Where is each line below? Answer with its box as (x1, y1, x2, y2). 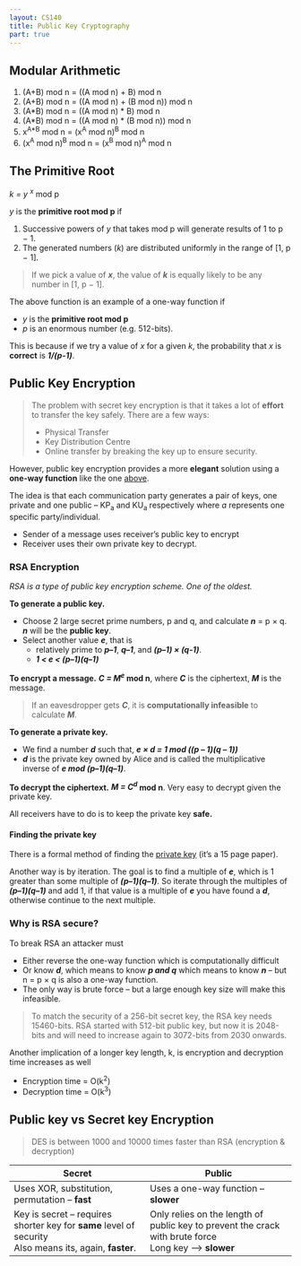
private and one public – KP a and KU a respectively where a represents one (9, 499, 285, 512)
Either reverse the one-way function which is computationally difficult (21, 955, 279, 966)
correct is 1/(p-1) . (9, 350, 75, 360)
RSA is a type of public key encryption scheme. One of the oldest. (9, 580, 253, 592)
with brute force (149, 1230, 218, 1243)
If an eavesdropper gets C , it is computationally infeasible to (30, 699, 258, 710)
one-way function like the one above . (9, 473, 150, 483)
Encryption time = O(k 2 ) (21, 1073, 111, 1086)
